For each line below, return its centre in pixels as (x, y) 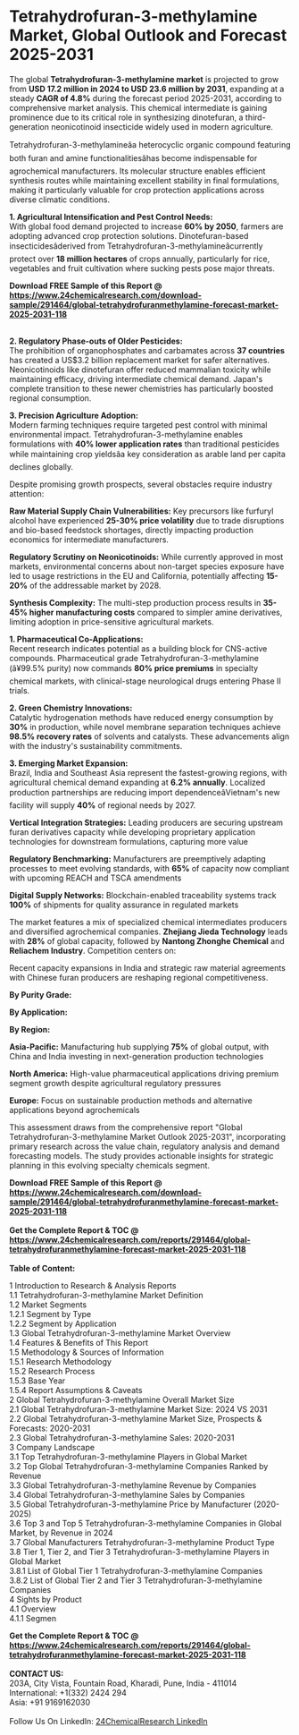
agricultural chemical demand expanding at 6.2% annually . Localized (137, 782)
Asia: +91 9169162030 (50, 1702)
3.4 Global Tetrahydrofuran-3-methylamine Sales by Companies (127, 1494)
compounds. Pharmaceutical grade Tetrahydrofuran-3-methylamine (134, 658)
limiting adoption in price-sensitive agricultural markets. (112, 621)
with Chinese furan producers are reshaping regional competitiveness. (139, 977)
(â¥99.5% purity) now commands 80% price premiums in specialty (134, 668)
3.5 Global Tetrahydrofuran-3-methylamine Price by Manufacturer (130, 1504)
